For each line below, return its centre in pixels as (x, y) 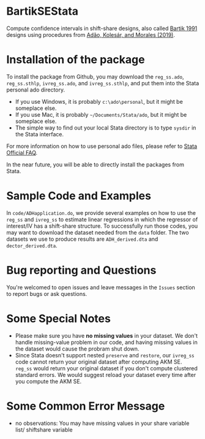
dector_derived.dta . (32, 245)
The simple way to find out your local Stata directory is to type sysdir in (106, 128)
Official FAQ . (22, 152)
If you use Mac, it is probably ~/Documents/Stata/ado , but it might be (101, 114)
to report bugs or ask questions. (47, 293)
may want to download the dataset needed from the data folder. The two (98, 232)
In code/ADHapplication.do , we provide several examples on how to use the (101, 212)
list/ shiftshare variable (44, 429)
